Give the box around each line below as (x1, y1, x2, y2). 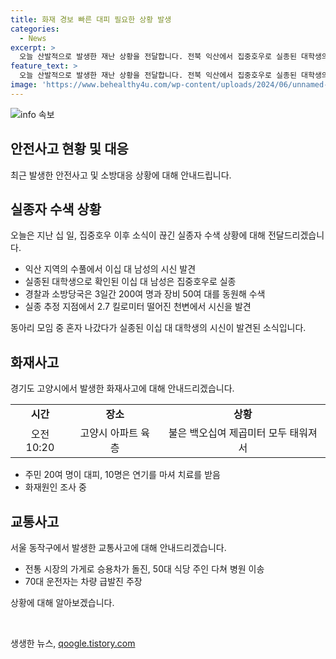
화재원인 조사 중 (24, 481, 87, 493)
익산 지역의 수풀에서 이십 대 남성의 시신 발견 (24, 263, 197, 275)
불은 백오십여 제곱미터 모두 (168, 426, 288, 440)
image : (10, 80, 38, 90)
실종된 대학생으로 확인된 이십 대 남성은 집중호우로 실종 (24, 276, 237, 288)
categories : (10, 24, 60, 34)
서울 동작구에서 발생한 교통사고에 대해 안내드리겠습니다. (10, 542, 227, 553)
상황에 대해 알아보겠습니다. (10, 597, 115, 608)
